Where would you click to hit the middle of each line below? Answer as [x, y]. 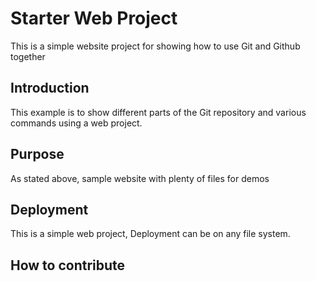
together [28, 56]
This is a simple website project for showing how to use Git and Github [155, 46]
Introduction [50, 88]
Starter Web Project [94, 18]
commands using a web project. [76, 123]
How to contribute [68, 265]
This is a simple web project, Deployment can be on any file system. [150, 234]
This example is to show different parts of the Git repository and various [158, 112]
